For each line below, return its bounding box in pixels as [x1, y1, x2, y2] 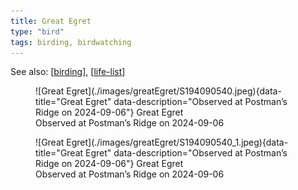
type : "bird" [10, 26, 65, 37]
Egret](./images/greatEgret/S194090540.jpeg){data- [66, 85, 282, 97]
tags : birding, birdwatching [10, 37, 132, 47]
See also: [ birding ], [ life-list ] [10, 66, 126, 78]
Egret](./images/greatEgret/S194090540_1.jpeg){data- [66, 136, 289, 149]
